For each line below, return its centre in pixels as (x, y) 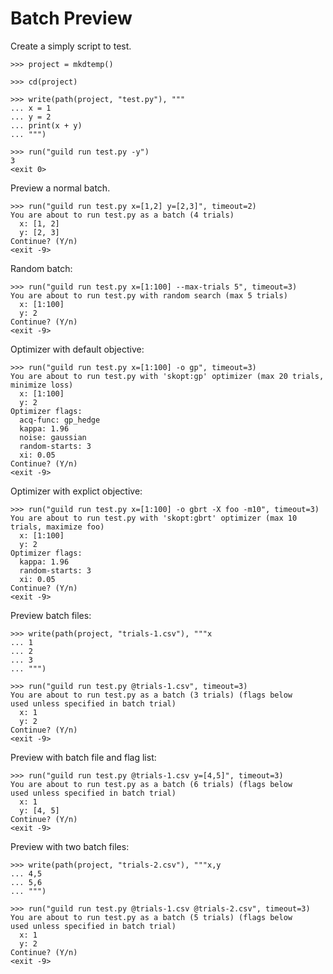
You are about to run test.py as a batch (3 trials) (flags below (151, 695)
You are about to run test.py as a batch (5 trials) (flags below (151, 917)
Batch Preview (71, 18)
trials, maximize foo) (57, 527)
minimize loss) (42, 385)
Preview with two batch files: (70, 846)
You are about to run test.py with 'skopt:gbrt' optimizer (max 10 (154, 518)
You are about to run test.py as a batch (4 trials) (122, 215)
